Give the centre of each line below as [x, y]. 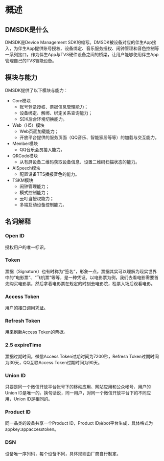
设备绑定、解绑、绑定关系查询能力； [56, 113]
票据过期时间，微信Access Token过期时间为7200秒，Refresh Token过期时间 [82, 356]
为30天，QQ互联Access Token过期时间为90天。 [54, 362]
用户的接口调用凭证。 [26, 308]
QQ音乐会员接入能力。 [42, 149]
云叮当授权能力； [37, 198]
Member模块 [25, 143]
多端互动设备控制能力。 [43, 205]
